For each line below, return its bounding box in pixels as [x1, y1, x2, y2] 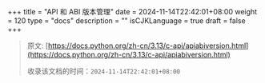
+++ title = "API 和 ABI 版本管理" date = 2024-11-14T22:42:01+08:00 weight [7, 7, 258, 16]
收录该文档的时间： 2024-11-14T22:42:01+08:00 [26, 66, 181, 76]
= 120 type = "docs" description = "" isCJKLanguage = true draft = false [7, 16, 246, 26]
